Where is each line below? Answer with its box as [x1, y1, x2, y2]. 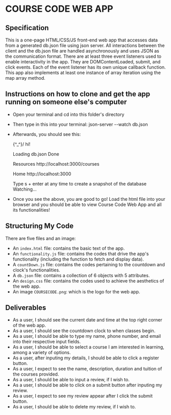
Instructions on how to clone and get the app [5, 90, 151, 99]
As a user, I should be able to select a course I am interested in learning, [12, 344, 164, 350]
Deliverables [5, 304, 46, 312]
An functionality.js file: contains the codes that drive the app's [12, 250, 149, 257]
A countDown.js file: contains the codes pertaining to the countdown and [12, 261, 165, 267]
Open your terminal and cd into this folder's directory [12, 111, 125, 118]
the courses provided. [12, 371, 59, 377]
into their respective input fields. [12, 338, 81, 345]
